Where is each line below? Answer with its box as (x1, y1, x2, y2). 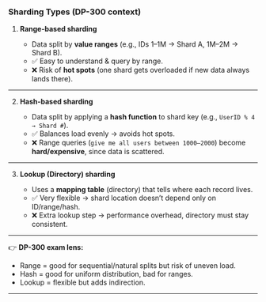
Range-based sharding (19, 25, 97, 34)
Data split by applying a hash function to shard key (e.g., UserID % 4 (31, 112, 256, 122)
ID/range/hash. (31, 202, 81, 212)
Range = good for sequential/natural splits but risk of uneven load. (19, 261, 236, 270)
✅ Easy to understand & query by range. (31, 56, 164, 66)
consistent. (31, 220, 68, 229)
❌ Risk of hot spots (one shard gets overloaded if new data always (31, 66, 250, 75)
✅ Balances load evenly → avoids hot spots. (31, 129, 176, 138)
